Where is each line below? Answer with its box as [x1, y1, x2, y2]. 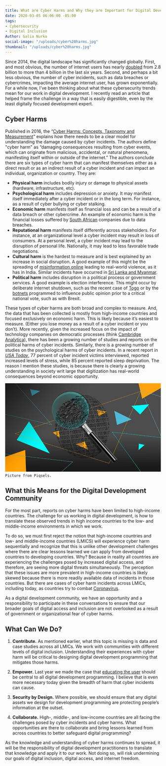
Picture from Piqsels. [5, 473, 52, 478]
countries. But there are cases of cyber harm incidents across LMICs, [5, 580, 147, 586]
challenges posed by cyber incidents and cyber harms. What [12, 720, 136, 725]
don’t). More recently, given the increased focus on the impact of [5, 326, 138, 332]
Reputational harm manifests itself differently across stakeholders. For [12, 227, 157, 233]
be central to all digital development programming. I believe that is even [12, 674, 158, 680]
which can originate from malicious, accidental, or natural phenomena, [5, 149, 149, 155]
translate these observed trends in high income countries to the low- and [5, 518, 154, 524]
